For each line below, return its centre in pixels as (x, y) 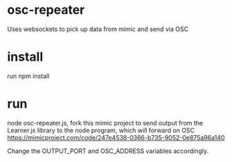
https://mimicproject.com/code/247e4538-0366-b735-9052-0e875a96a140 (116, 137)
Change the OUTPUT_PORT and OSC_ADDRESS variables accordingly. (108, 151)
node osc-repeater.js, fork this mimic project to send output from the (105, 123)
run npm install (28, 76)
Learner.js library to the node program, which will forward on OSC (101, 130)
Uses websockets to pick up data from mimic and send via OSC (98, 29)
